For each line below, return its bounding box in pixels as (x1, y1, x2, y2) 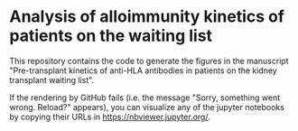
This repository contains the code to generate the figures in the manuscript (9, 55, 289, 66)
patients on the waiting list (9, 25, 213, 46)
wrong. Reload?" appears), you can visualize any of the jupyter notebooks (9, 101, 284, 112)
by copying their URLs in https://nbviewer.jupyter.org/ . (9, 111, 210, 122)
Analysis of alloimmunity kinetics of (9, 6, 284, 27)
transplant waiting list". (9, 74, 95, 85)
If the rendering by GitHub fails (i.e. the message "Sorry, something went (9, 92, 281, 103)
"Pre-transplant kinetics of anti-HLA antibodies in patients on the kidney (9, 65, 277, 76)
